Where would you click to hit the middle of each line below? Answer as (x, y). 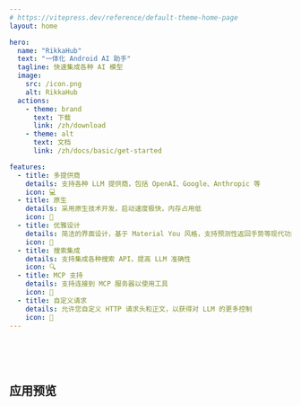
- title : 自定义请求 (52, 300)
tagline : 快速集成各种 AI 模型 (70, 67)
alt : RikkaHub (52, 92)
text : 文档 (52, 143)
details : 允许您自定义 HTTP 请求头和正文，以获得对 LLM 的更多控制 (139, 309)
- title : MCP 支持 (50, 276)
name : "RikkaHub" (50, 50)
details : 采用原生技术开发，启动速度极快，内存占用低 (113, 209)
